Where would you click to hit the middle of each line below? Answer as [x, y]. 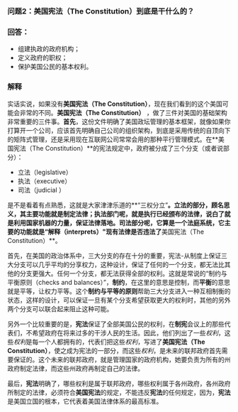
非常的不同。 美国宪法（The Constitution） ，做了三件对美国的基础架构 [124, 112]
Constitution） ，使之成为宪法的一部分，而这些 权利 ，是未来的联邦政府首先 [114, 350]
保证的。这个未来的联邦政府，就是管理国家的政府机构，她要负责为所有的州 [122, 359]
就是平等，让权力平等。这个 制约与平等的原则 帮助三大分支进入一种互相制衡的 [119, 291]
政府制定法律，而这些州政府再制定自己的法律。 [75, 368]
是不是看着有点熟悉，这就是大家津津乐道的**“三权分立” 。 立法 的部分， [109, 205]
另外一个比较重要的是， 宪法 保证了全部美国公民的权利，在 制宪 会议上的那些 [116, 324]
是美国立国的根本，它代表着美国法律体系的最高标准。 [85, 401]
